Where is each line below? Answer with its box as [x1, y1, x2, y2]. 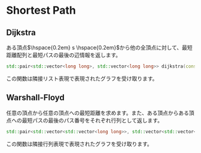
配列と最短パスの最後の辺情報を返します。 [16, 51, 121, 59]
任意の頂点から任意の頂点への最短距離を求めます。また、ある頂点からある [6, 109, 190, 117]
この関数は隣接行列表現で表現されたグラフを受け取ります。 [6, 140, 153, 147]
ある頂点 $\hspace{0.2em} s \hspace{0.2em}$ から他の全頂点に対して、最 [6, 44, 187, 51]
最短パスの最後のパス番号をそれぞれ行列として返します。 [22, 117, 163, 124]
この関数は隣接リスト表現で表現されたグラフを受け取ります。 [6, 75, 158, 82]
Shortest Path [6, 4, 76, 17]
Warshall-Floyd [6, 93, 65, 103]
